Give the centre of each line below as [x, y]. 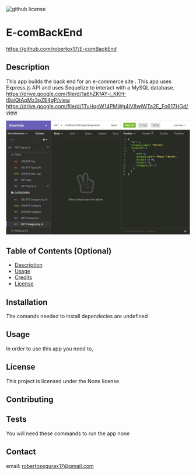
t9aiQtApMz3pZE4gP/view [38, 100]
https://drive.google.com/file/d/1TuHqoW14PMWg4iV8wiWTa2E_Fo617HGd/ [97, 106]
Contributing [30, 399]
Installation [27, 302]
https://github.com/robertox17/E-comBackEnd [61, 49]
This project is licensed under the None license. [63, 381]
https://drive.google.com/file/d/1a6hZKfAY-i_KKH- [66, 94]
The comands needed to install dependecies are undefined [77, 316]
